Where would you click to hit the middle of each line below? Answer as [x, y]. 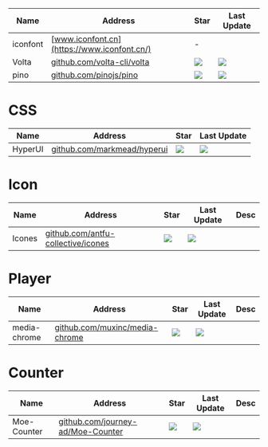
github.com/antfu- [80, 233]
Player [30, 279]
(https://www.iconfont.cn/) [101, 49]
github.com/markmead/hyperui [110, 149]
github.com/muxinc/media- [106, 327]
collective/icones [77, 243]
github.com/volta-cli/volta [100, 62]
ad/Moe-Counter [91, 431]
